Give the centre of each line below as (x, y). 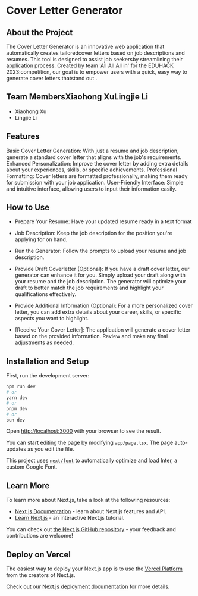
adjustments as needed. (44, 342)
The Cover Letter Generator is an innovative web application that (85, 46)
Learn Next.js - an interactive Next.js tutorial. (70, 518)
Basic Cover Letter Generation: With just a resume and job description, (92, 151)
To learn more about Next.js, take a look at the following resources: (88, 500)
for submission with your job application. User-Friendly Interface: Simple (95, 182)
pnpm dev (17, 408)
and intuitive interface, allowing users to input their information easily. (91, 189)
